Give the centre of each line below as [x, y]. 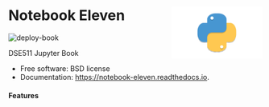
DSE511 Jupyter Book [43, 53]
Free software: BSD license [65, 68]
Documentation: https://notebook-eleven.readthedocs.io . [114, 77]
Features [23, 95]
